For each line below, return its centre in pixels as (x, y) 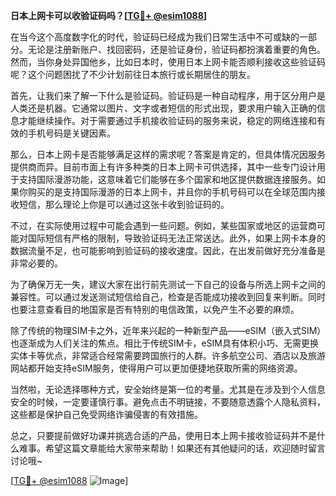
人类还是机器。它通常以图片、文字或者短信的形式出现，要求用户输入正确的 (163, 108)
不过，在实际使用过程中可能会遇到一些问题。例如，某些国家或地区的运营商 (163, 225)
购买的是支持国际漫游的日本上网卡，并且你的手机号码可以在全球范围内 (172, 192)
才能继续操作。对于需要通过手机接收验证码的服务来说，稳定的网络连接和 (167, 120)
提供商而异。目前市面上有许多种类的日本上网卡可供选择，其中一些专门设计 (163, 167)
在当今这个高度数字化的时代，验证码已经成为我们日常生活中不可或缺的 (155, 37)
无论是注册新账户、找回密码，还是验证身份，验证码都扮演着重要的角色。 (176, 49)
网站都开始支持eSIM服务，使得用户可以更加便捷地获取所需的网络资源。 (156, 368)
